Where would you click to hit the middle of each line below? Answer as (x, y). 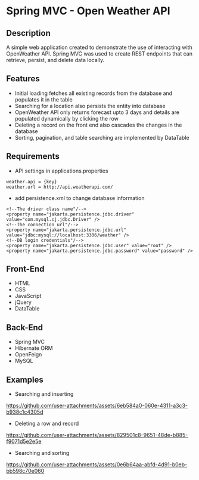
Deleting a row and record (47, 424)
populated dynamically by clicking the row (67, 118)
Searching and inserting (44, 394)
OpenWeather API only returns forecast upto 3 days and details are (97, 112)
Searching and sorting (42, 453)
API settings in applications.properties (61, 171)
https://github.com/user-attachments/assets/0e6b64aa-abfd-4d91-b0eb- (97, 464)
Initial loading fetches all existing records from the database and (94, 93)
